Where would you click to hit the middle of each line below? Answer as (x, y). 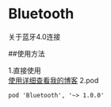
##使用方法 (27, 53)
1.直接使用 (25, 70)
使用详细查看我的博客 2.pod (54, 80)
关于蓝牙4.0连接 (34, 36)
